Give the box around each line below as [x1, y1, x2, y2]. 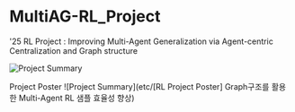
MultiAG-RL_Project [9, 6, 161, 27]
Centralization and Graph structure [9, 45, 138, 56]
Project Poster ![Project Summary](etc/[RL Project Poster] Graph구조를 [9, 81, 270, 91]
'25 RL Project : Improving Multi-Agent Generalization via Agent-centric [9, 36, 274, 47]
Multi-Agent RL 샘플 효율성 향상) [18, 92, 135, 103]
